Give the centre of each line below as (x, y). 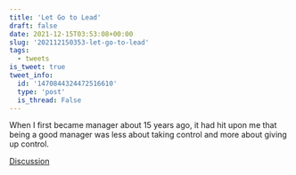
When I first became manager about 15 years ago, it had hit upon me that (143, 125)
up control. (29, 144)
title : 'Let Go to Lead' (55, 17)
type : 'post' (41, 91)
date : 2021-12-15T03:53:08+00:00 (71, 34)
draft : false (33, 26)
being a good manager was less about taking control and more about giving (148, 135)
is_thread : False (49, 100)
